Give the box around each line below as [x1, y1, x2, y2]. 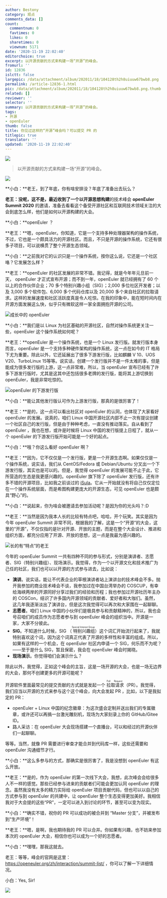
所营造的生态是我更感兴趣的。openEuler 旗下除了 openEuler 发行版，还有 [5, 473, 155, 479]
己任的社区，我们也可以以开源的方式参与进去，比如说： [5, 566, 118, 572]
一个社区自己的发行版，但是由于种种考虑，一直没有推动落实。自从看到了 [5, 421, 153, 427]
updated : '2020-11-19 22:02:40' [5, 142, 72, 147]
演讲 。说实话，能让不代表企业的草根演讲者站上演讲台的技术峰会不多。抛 [12, 576, 161, 582]
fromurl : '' [5, 63, 30, 68]
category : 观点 [5, 12, 35, 17]
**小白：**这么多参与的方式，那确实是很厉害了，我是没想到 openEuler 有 [5, 758, 155, 763]
